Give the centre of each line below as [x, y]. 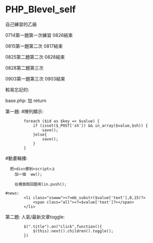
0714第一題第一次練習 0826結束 [39, 35]
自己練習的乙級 [21, 24]
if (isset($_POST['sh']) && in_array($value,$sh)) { [90, 126]
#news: [12, 193]
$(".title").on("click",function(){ [63, 227]
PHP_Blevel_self [41, 9]
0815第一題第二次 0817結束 [34, 46]
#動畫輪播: [16, 158]
